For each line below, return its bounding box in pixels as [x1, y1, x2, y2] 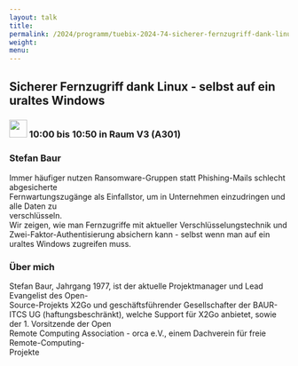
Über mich [9, 260, 55, 273]
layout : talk [9, 12, 58, 22]
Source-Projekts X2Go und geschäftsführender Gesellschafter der [9, 299, 251, 311]
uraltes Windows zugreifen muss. [9, 238, 131, 249]
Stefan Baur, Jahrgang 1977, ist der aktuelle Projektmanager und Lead [9, 281, 263, 291]
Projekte [9, 347, 40, 358]
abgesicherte [9, 181, 58, 192]
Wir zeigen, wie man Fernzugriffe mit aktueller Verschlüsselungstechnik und [9, 219, 288, 230]
